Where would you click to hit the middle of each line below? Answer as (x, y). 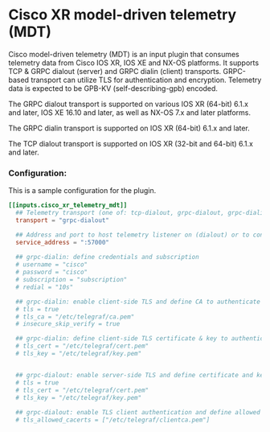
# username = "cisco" (52, 265)
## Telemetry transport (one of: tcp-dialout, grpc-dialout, (120, 213)
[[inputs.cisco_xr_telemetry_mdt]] (68, 206)
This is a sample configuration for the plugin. (82, 191)
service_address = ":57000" (63, 242)
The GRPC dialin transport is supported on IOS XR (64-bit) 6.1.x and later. (129, 128)
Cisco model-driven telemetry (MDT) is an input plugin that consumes (124, 54)
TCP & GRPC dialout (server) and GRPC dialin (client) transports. (115, 71)
